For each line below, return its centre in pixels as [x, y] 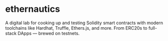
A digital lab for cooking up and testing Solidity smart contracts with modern [84, 23]
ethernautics [33, 9]
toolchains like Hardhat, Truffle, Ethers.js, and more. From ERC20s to [76, 28]
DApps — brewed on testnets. [49, 33]
